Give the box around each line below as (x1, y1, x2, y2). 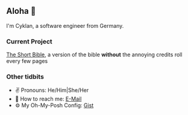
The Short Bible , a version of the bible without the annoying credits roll (6, 51, 183, 58)
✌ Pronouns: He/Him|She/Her (14, 87, 89, 94)
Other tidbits (6, 73, 44, 81)
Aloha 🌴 (6, 6, 36, 16)
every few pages (6, 57, 48, 65)
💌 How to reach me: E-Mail (14, 95, 82, 103)
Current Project (6, 37, 52, 45)
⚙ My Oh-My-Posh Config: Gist (14, 102, 94, 109)
